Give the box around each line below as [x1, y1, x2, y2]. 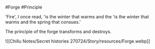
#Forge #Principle [5, 4, 43, 10]
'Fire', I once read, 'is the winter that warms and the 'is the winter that [5, 14, 149, 19]
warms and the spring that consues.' [5, 19, 81, 25]
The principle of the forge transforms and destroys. [5, 29, 112, 34]
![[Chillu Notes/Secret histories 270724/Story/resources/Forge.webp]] [5, 38, 150, 44]
